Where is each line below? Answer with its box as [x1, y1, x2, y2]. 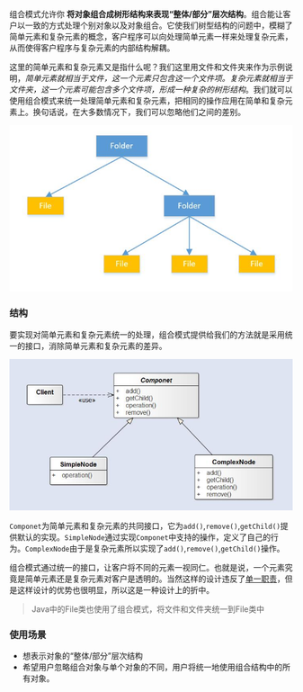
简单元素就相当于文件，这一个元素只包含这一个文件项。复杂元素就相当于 [25, 73, 293, 84]
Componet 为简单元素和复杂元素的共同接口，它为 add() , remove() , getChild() [9, 520, 281, 531]
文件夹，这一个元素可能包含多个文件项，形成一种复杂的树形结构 [9, 85, 245, 94]
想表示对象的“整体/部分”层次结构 [22, 650, 144, 661]
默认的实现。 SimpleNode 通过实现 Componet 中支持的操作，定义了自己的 [16, 531, 272, 543]
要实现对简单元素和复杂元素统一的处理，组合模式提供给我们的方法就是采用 [9, 328, 285, 340]
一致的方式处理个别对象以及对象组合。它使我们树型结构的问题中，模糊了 [24, 20, 293, 31]
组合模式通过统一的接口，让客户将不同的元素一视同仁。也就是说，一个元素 [9, 562, 285, 572]
